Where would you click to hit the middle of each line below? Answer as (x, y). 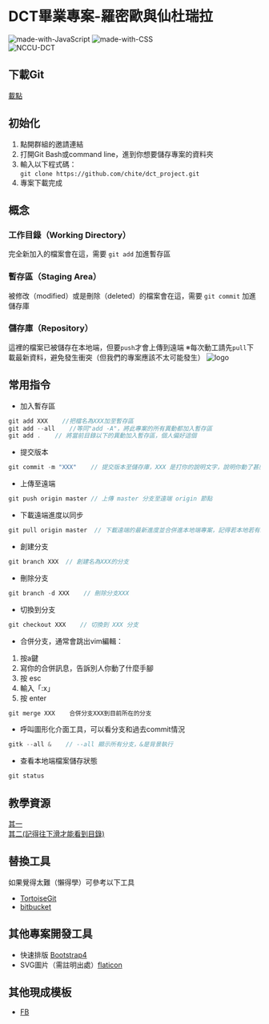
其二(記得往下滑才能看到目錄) (57, 833)
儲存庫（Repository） (51, 328)
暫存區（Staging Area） (55, 277)
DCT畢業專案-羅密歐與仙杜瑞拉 (111, 16)
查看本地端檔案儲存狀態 (58, 761)
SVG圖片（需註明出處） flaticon (71, 965)
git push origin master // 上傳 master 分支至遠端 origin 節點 (110, 499)
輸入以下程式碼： (48, 164)
